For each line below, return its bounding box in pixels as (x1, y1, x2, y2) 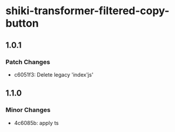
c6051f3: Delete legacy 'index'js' (14, 71, 94, 78)
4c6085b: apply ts (14, 119, 59, 126)
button (5, 16, 39, 30)
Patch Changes (5, 58, 51, 66)
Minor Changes (5, 106, 51, 114)
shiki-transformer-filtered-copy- (5, 4, 170, 18)
